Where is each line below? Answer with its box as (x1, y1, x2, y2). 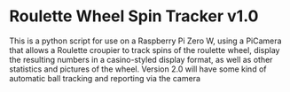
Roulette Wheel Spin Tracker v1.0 (9, 6, 259, 27)
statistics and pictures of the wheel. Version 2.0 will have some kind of (9, 64, 267, 74)
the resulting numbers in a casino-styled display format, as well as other (9, 54, 273, 65)
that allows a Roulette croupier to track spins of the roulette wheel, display (9, 44, 280, 55)
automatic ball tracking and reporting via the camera (9, 73, 201, 83)
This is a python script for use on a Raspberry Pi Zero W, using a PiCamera (9, 35, 282, 46)
